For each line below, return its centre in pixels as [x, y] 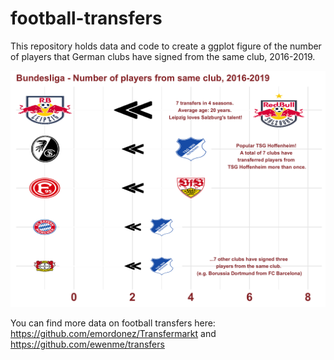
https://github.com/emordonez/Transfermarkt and [113, 333]
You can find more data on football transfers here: [113, 323]
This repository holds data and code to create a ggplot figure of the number [166, 46]
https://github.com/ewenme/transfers [87, 344]
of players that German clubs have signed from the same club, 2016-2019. [163, 56]
